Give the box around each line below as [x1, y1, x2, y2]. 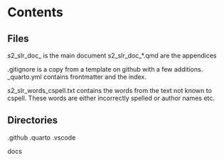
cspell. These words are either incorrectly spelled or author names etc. [7, 94, 215, 102]
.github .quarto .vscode [7, 133, 76, 142]
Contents [7, 4, 64, 21]
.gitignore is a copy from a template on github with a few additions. [7, 65, 203, 73]
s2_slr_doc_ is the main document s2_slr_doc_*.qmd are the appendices [7, 51, 217, 60]
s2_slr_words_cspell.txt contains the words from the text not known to [7, 87, 212, 94]
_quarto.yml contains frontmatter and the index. [7, 72, 147, 81]
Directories [7, 114, 58, 126]
